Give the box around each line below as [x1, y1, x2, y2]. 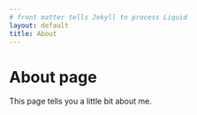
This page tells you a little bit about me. [9, 96, 153, 106]
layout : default [9, 21, 69, 30]
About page [9, 67, 97, 87]
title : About [9, 29, 57, 38]
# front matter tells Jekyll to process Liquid [9, 12, 188, 22]
